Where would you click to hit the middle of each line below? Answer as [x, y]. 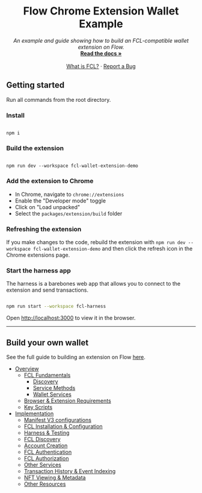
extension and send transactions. [47, 290]
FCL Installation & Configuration [63, 426]
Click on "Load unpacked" [47, 207]
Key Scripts [38, 407]
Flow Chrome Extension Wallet [101, 11]
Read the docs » [101, 53]
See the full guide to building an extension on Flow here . [76, 357]
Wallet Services [52, 394]
